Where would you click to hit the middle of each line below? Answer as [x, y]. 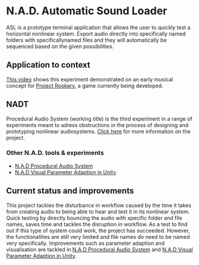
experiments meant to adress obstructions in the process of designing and [97, 125]
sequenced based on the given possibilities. [60, 46]
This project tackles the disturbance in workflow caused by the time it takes [99, 205]
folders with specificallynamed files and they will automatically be [87, 40]
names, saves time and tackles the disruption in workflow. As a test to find [97, 224]
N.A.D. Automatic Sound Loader [87, 11]
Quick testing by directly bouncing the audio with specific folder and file [94, 217]
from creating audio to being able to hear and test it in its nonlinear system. [98, 212]
